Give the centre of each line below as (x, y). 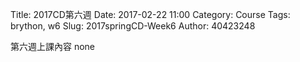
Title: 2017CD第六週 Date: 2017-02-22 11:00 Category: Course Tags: (150, 14)
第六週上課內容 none (53, 46)
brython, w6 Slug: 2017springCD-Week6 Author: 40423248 (133, 26)
